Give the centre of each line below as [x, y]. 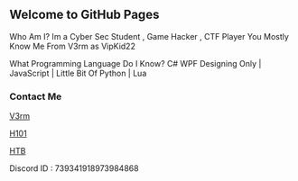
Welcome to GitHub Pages [84, 15]
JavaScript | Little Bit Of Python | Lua [78, 73]
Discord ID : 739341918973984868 [74, 168]
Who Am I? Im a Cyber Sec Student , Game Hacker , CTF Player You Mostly [149, 36]
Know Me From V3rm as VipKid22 [72, 46]
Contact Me [36, 96]
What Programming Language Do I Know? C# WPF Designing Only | [135, 63]
